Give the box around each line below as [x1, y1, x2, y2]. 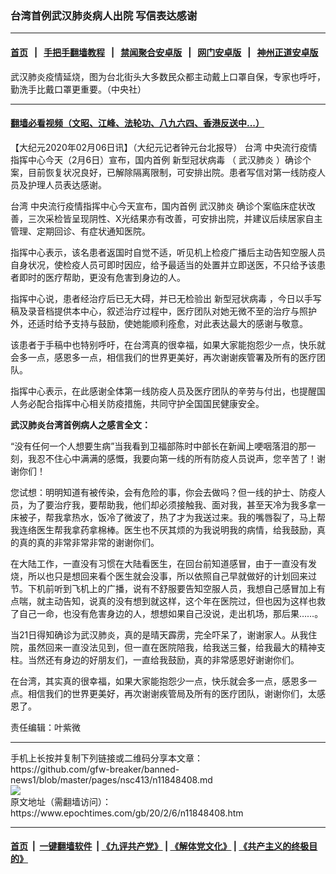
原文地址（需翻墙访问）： [10, 795, 112, 807]
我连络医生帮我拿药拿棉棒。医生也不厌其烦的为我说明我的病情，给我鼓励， [10, 523, 317, 536]
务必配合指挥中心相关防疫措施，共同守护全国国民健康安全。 [18, 397, 265, 409]
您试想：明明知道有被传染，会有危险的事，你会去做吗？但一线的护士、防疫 [10, 486, 317, 498]
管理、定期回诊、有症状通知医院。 [10, 225, 151, 237]
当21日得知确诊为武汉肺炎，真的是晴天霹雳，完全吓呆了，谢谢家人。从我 [10, 628, 309, 641]
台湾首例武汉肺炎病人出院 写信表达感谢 [10, 8, 198, 22]
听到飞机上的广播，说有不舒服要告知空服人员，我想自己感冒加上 [53, 582, 317, 594]
